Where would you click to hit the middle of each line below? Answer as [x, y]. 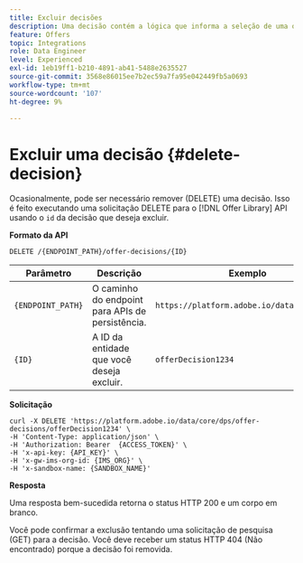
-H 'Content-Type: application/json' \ [84, 437]
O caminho [115, 288]
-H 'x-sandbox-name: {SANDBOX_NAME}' [80, 469]
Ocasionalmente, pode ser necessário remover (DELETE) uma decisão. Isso [150, 199]
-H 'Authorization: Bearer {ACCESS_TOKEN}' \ [98, 445]
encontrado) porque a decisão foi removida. [91, 549]
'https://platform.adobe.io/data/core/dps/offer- [165, 421]
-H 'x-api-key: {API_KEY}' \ [64, 453]
